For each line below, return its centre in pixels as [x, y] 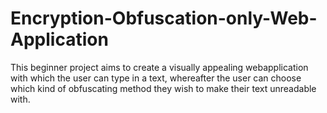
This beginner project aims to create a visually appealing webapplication [159, 67]
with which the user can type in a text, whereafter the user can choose [156, 78]
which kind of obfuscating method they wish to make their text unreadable [163, 88]
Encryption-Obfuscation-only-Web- [164, 18]
